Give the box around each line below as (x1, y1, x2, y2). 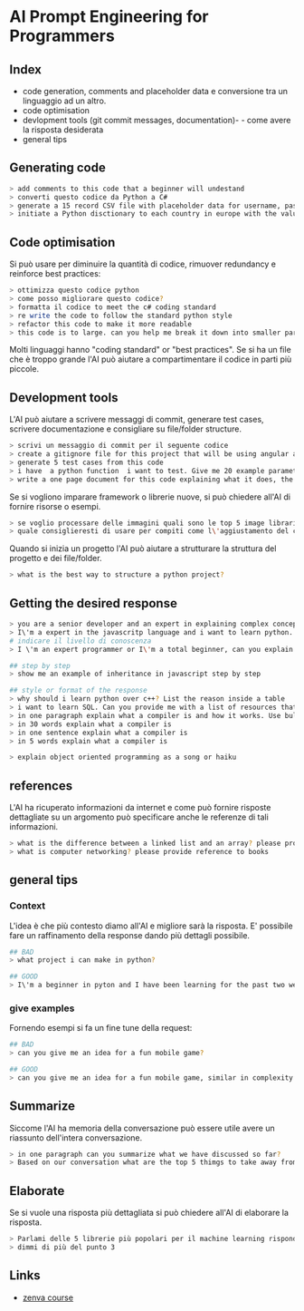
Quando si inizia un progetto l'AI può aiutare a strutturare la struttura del (9, 543, 277, 554)
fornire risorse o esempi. (9, 500, 101, 511)
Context (9, 899, 46, 912)
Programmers (9, 25, 115, 46)
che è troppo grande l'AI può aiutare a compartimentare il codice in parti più (9, 354, 292, 364)
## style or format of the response (9, 686, 147, 695)
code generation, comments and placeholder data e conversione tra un (22, 86, 288, 96)
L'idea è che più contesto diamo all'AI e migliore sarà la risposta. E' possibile (9, 920, 293, 931)
